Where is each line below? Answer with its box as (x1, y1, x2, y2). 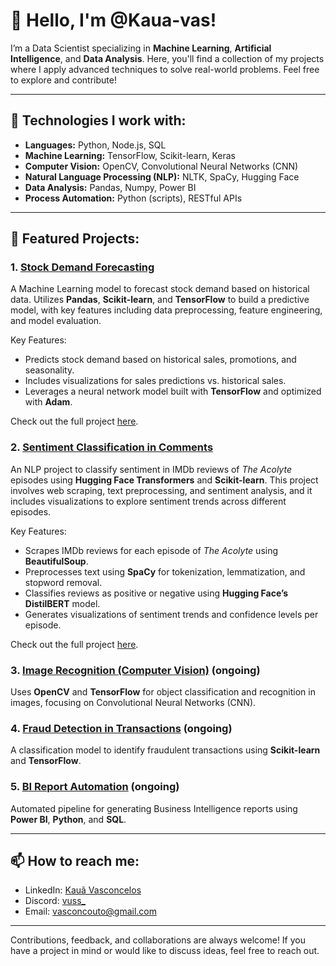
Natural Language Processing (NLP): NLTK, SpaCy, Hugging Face (24, 170, 300, 183)
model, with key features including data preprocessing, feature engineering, (10, 304, 323, 316)
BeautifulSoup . (24, 555, 89, 567)
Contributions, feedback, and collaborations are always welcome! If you (10, 934, 306, 946)
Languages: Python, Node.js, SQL (24, 139, 167, 151)
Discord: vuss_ (24, 895, 86, 907)
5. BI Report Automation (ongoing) (10, 780, 180, 794)
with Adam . (24, 396, 73, 408)
